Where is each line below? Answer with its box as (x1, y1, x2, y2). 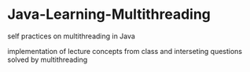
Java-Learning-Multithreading (7, 5, 211, 23)
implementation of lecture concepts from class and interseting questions (7, 46, 243, 56)
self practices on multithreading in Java (7, 31, 135, 41)
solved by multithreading (7, 55, 88, 64)
